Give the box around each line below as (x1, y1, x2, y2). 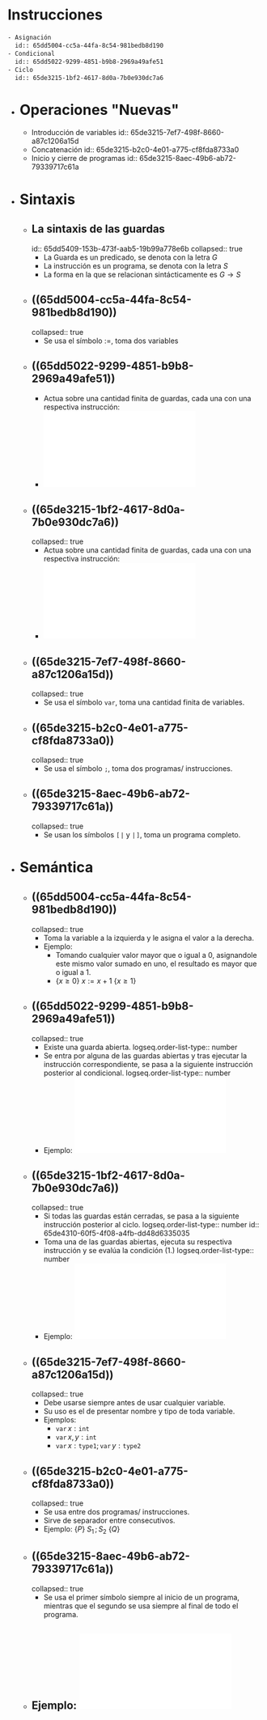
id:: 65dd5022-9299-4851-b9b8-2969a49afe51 (15, 57, 163, 66)
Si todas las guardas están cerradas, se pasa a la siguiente (43, 1211, 239, 1221)
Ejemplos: (43, 1415, 77, 1425)
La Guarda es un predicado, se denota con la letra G (43, 252, 218, 262)
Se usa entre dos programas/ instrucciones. (43, 1507, 190, 1516)
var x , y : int (55, 1432, 97, 1442)
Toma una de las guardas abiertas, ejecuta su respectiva (43, 1237, 232, 1247)
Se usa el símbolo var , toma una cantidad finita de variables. (43, 697, 245, 707)
